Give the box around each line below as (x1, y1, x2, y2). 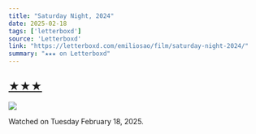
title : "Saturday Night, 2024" (8, 11, 115, 20)
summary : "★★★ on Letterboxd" (8, 50, 111, 58)
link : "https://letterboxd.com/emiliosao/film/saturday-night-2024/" (8, 42, 249, 50)
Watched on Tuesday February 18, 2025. (8, 116, 144, 126)
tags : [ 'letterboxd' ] (8, 27, 82, 35)
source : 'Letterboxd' (8, 34, 82, 43)
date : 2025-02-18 (8, 19, 67, 28)
